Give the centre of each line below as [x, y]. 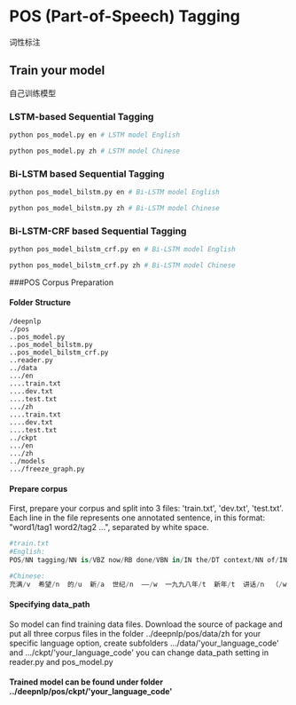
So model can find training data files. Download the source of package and [146, 624]
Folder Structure [40, 303]
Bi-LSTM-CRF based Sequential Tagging [98, 231]
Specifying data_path [50, 605]
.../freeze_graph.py [47, 469]
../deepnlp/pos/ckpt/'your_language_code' [91, 692]
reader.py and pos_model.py [61, 661]
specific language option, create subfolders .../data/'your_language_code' [144, 643]
